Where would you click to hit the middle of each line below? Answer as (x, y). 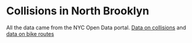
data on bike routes (30, 33)
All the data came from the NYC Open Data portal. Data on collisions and (96, 27)
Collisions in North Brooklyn (78, 11)
